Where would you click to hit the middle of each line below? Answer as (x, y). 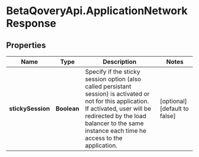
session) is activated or (117, 94)
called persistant (108, 86)
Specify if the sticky (113, 72)
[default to (174, 109)
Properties (26, 45)
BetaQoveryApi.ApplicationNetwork (97, 11)
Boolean (68, 109)
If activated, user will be (118, 109)
